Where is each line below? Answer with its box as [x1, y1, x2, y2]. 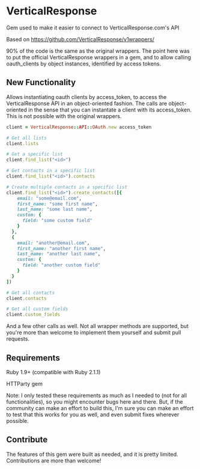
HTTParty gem [6, 380, 43, 387]
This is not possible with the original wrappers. [6, 112, 122, 119]
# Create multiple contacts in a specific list [6, 184, 128, 190]
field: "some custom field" [22, 218, 93, 224]
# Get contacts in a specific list [6, 168, 95, 174]
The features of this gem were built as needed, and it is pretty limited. [6, 450, 178, 458]
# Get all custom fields [6, 306, 68, 312]
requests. [6, 335, 30, 342]
